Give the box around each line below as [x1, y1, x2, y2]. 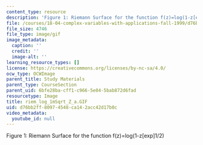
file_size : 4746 [6, 25, 47, 32]
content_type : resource [6, 8, 66, 15]
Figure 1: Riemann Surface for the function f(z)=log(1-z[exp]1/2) [6, 132, 164, 140]
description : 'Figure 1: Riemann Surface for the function [6, 14, 158, 21]
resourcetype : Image [6, 93, 59, 99]
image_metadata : [6, 37, 47, 43]
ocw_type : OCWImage [6, 71, 56, 77]
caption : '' [11, 43, 42, 49]
